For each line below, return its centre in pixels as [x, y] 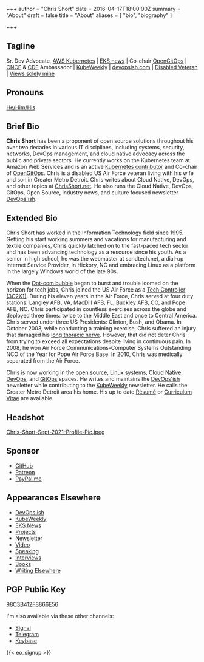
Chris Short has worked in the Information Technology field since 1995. [95, 233]
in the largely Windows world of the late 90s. [62, 271]
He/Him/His [21, 107]
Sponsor [23, 451]
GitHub [24, 466]
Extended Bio [32, 218]
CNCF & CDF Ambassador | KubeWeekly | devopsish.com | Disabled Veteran [102, 67]
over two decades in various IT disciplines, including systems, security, [95, 148]
